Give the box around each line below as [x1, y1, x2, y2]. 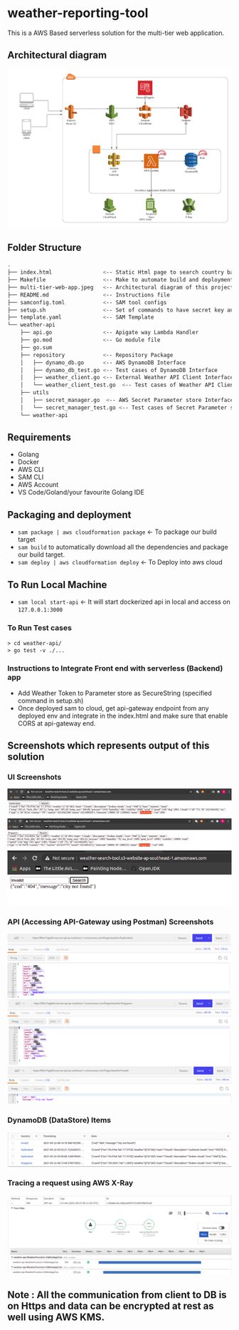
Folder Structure [7, 241, 82, 254]
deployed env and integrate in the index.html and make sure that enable [17, 711, 228, 720]
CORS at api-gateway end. [17, 718, 96, 728]
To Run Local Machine [7, 579, 107, 591]
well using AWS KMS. [7, 1311, 105, 1323]
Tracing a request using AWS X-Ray [7, 1178, 134, 1188]
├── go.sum [20, 344, 53, 351]
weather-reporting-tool [7, 5, 149, 21]
